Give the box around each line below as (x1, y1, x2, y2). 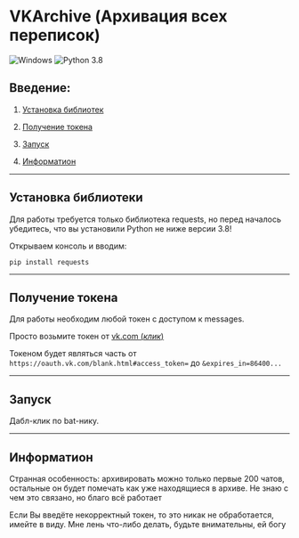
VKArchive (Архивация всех (9, 6, 228, 27)
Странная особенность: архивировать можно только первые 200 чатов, (9, 474, 285, 484)
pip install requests (9, 257, 90, 266)
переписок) (9, 25, 101, 45)
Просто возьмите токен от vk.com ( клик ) (9, 331, 165, 342)
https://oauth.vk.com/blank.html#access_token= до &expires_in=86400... (9, 358, 282, 369)
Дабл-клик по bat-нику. (9, 416, 100, 427)
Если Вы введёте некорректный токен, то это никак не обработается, (9, 509, 274, 520)
